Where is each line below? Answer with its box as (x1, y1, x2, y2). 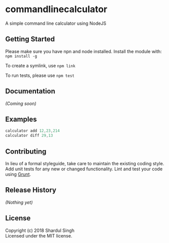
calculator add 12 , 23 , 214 (5, 128, 60, 133)
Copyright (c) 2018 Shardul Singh (5, 227, 75, 233)
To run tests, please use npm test (5, 72, 75, 78)
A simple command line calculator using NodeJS (5, 20, 106, 26)
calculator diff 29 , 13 (5, 133, 53, 138)
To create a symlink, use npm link (5, 62, 76, 69)
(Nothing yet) (5, 199, 33, 205)
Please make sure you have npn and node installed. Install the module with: (5, 48, 162, 54)
